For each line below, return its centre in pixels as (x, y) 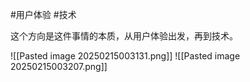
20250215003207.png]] (59, 66)
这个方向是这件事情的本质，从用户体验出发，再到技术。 (124, 36)
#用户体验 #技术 (43, 14)
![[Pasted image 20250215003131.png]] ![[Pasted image (125, 56)
